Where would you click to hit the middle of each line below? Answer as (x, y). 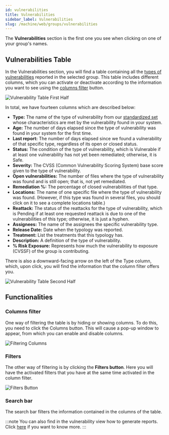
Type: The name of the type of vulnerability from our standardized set (85, 117)
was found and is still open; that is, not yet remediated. (69, 182)
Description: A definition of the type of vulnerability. (67, 241)
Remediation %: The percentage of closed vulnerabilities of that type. (85, 187)
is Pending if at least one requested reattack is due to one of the (79, 214)
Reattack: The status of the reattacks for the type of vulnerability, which (87, 208)
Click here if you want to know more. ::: (46, 427)
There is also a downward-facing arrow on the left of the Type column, (78, 261)
